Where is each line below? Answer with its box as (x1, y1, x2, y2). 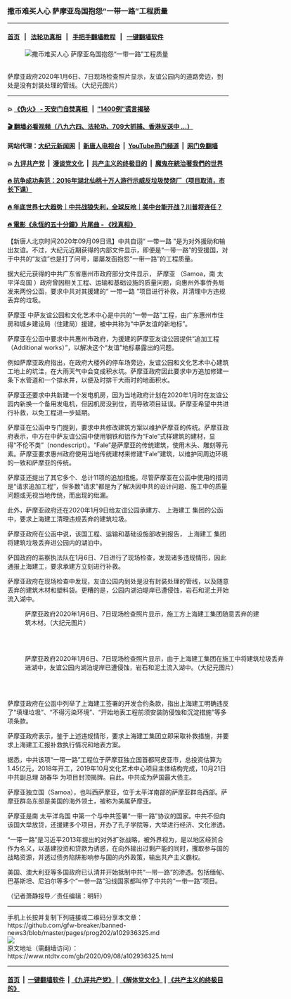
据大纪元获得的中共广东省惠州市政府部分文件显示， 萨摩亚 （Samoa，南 (7, 269, 216, 278)
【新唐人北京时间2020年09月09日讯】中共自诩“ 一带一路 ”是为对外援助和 (7, 237, 219, 245)
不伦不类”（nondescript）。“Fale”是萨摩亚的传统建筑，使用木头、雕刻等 (16, 441, 222, 449)
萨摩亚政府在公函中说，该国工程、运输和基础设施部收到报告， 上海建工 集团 (7, 529, 226, 539)
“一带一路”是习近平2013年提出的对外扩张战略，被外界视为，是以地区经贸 (7, 835, 218, 844)
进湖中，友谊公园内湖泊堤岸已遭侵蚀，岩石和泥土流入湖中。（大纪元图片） (25, 663, 238, 672)
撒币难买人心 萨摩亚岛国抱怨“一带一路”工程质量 (7, 6, 168, 15)
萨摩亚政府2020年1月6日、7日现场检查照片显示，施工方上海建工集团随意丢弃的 (25, 610, 254, 618)
